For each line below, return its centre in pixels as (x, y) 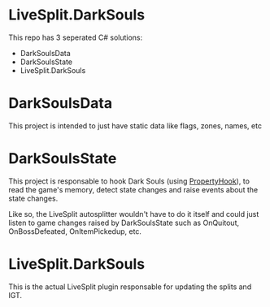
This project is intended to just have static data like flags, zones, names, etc (135, 125)
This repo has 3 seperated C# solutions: (76, 37)
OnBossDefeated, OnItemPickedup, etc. (75, 231)
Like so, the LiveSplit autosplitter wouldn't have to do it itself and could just (134, 214)
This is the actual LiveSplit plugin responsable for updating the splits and (130, 287)
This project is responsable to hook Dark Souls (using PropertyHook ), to (129, 181)
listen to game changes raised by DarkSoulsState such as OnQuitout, (124, 223)
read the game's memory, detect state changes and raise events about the (133, 189)
